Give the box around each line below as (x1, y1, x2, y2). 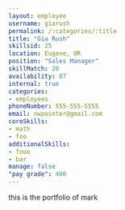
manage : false (8, 163, 56, 171)
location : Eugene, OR (8, 49, 81, 58)
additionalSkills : (8, 139, 70, 148)
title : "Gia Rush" (8, 34, 70, 43)
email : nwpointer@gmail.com (8, 110, 103, 118)
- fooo (8, 148, 31, 156)
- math (8, 125, 31, 133)
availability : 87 (8, 72, 67, 80)
